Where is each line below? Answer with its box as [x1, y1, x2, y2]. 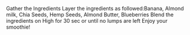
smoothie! [6, 23, 31, 30]
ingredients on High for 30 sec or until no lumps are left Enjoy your [6, 17, 168, 24]
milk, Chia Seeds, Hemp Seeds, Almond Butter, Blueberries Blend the [6, 11, 174, 18]
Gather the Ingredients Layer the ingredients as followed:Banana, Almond [6, 5, 184, 12]
